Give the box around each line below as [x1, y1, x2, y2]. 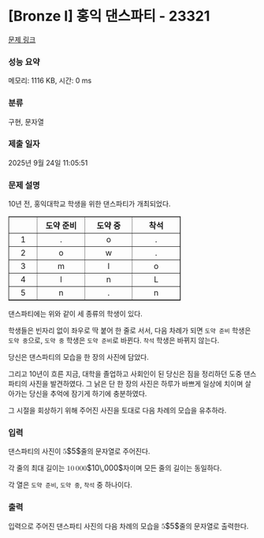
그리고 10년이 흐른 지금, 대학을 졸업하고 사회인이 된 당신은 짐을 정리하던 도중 [8, 369, 243, 379]
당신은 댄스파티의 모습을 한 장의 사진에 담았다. [8, 353, 150, 362]
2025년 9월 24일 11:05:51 [8, 158, 88, 167]
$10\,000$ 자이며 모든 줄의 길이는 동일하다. [86, 463, 222, 473]
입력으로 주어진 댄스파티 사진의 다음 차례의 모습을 [8, 521, 160, 531]
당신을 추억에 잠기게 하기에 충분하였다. [28, 389, 147, 398]
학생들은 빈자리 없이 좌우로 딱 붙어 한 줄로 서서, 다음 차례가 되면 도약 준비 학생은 [8, 326, 251, 335]
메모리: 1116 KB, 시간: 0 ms [8, 76, 92, 85]
